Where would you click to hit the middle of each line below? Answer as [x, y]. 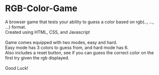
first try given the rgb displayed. [37, 58]
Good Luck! [17, 68]
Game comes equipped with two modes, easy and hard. [61, 42]
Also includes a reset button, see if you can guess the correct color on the [79, 52]
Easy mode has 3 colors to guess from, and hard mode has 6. [67, 47]
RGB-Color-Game [41, 8]
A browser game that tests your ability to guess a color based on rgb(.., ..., [80, 22]
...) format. [16, 27]
